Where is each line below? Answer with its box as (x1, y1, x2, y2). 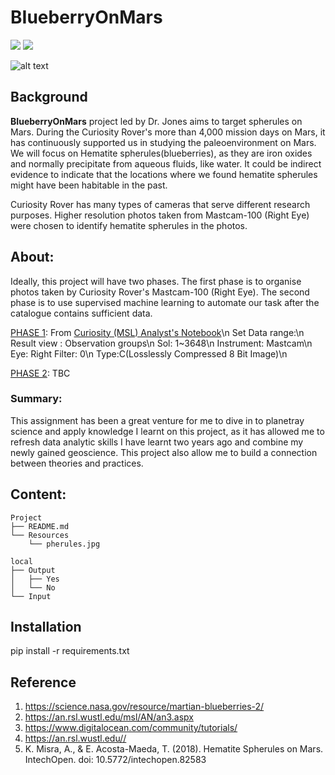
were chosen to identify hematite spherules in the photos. (10, 219, 248, 231)
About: (10, 249, 55, 266)
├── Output (10, 565, 56, 575)
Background (10, 89, 88, 106)
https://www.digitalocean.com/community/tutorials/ (24, 722, 238, 734)
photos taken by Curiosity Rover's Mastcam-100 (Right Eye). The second (10, 286, 310, 298)
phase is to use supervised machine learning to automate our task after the (10, 296, 320, 308)
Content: (10, 486, 67, 503)
